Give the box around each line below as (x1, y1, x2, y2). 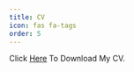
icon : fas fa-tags (9, 21, 77, 30)
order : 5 (9, 29, 41, 38)
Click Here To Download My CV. (9, 54, 125, 64)
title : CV (9, 12, 46, 22)
